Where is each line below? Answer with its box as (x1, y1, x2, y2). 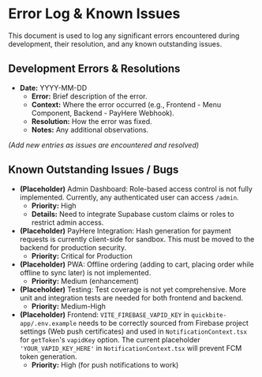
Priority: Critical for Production (31, 251, 133, 260)
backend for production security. (19, 242, 127, 252)
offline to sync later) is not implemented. (19, 267, 152, 277)
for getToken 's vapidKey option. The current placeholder (19, 334, 200, 344)
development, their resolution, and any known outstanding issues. (8, 39, 223, 48)
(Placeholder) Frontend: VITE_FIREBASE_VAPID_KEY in (19, 309, 190, 319)
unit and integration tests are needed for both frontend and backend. (19, 293, 244, 302)
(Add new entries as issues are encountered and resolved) (8, 140, 200, 150)
